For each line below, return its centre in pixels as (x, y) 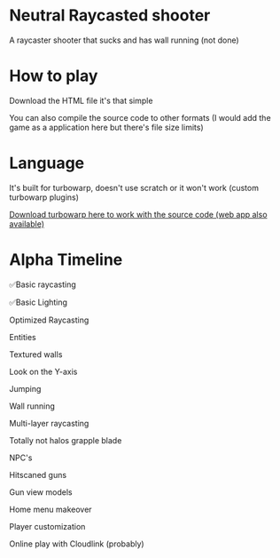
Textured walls (36, 354)
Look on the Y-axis (43, 371)
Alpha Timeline (66, 259)
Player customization (47, 526)
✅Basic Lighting (39, 302)
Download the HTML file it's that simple (81, 100)
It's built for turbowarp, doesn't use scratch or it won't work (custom (134, 187)
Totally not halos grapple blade (66, 440)
